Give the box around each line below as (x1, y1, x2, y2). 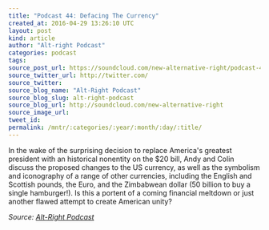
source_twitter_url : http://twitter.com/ (8, 71, 149, 79)
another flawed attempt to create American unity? (8, 196, 172, 206)
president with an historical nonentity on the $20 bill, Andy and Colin (8, 154, 235, 163)
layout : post (8, 26, 52, 34)
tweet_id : (8, 116, 42, 124)
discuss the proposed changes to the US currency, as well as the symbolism (8, 162, 260, 172)
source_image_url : (8, 109, 70, 117)
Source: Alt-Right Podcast (8, 212, 94, 221)
